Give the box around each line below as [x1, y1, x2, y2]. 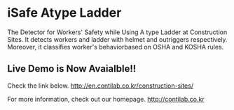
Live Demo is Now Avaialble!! [7, 63, 137, 74]
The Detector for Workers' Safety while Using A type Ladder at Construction [7, 28, 228, 36]
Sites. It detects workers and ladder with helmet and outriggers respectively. [7, 35, 228, 43]
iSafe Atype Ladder [7, 5, 122, 21]
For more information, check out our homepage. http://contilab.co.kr [7, 95, 205, 103]
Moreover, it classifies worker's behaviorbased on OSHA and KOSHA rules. [7, 42, 224, 51]
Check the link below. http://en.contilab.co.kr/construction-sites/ [7, 81, 194, 90]
